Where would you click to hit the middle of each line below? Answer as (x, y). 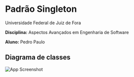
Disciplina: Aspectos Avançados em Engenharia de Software (67, 32)
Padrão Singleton (41, 9)
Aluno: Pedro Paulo (25, 42)
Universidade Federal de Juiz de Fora (43, 23)
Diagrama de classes (38, 58)
